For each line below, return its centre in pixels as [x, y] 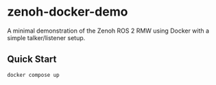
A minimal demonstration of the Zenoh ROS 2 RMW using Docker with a [108, 31]
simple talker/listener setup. [46, 37]
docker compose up [33, 75]
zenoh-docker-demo [68, 12]
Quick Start [32, 60]
